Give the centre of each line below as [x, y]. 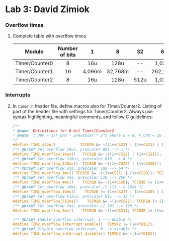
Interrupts [18, 95]
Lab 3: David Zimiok [47, 9]
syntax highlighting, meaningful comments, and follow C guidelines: [83, 117]
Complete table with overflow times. [50, 36]
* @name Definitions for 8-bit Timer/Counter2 [63, 131]
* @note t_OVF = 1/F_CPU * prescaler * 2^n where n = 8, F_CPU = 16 [87, 135]
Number [68, 49]
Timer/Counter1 [34, 72]
